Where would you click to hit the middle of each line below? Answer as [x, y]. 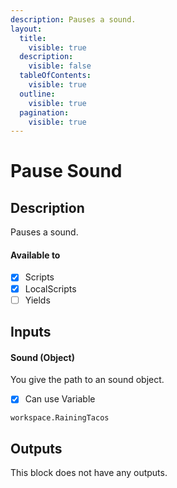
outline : [37, 94]
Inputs [31, 332]
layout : [26, 29]
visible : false [60, 66]
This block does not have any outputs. [89, 473]
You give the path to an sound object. [87, 380]
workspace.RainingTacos [60, 418]
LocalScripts [50, 288]
